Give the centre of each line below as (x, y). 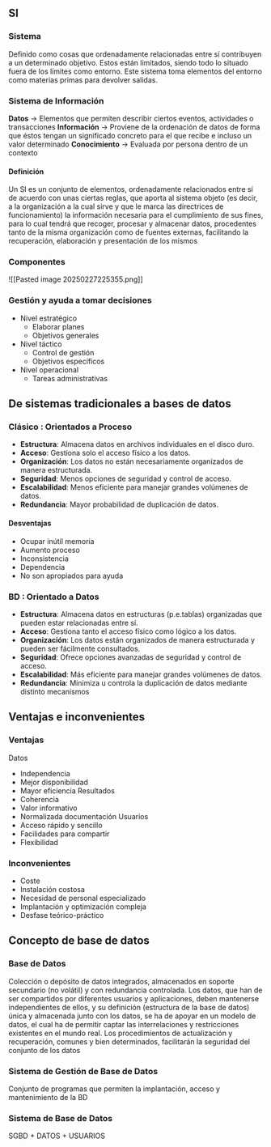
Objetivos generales (66, 335)
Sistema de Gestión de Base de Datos (83, 1071)
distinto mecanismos (55, 691)
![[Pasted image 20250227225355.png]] (76, 279)
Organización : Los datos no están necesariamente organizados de (131, 461)
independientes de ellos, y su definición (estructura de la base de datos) (129, 1007)
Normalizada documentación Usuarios (84, 816)
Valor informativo (49, 808)
